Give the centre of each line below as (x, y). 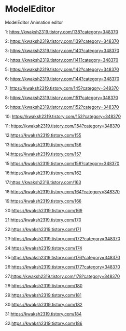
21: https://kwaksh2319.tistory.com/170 (43, 220)
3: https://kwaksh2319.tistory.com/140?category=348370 (62, 50)
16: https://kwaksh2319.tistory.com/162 (43, 173)
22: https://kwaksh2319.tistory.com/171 (43, 229)
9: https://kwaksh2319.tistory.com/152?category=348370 (62, 107)
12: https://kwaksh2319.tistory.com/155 (43, 135)
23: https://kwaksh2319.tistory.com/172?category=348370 (63, 238)
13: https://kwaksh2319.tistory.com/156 (43, 145)
